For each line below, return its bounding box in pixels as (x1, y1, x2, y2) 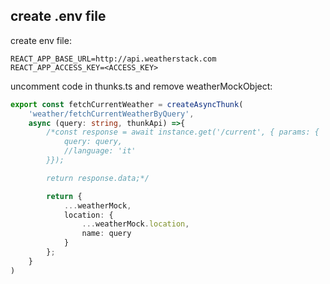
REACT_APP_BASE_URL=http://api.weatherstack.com (10, 54, 217, 64)
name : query (81, 229, 132, 239)
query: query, (63, 137, 123, 147)
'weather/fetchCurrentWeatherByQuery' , (28, 109, 195, 119)
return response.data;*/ (46, 173, 150, 183)
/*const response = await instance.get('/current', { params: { (46, 127, 320, 138)
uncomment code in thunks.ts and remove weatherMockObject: (10, 80, 273, 92)
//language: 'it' (63, 146, 137, 156)
